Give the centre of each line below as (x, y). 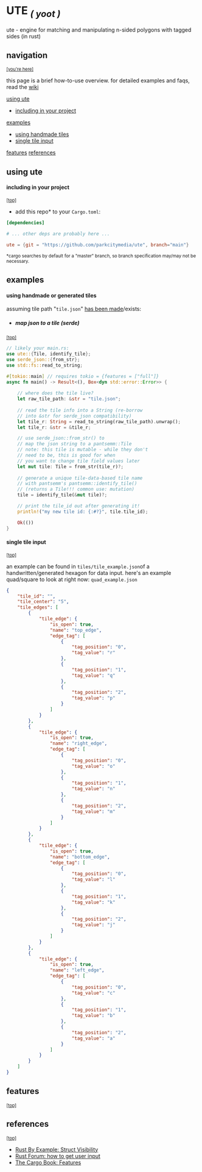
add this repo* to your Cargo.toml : (58, 212)
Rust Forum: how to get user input (57, 1156)
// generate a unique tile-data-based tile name (80, 478)
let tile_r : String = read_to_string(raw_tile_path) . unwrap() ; (99, 421)
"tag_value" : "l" (93, 880)
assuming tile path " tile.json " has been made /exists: (74, 309)
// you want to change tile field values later (78, 461)
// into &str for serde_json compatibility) (75, 416)
